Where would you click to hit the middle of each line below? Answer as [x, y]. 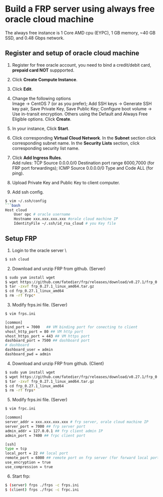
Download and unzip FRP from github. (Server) [59, 268]
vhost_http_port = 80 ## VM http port [44, 332]
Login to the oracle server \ [39, 250]
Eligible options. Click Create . [42, 119]
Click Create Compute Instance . [45, 79]
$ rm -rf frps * [20, 390]
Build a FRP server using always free [80, 9]
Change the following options [41, 98]
